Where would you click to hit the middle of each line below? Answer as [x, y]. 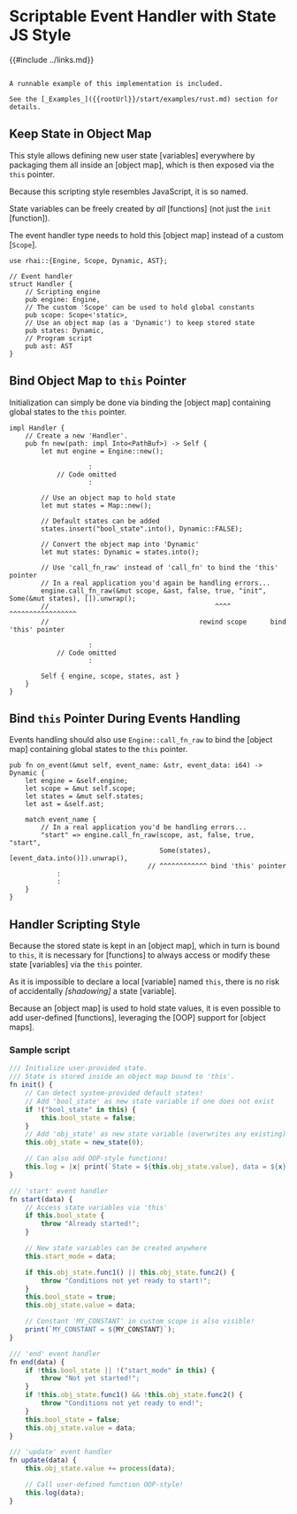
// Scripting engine [63, 291]
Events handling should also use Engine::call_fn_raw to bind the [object [141, 740]
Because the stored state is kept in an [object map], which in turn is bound [145, 946]
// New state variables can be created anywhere [116, 1248]
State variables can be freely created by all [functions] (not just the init [140, 208]
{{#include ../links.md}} [52, 59]
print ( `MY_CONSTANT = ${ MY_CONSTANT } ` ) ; [100, 1330]
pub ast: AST [49, 346]
